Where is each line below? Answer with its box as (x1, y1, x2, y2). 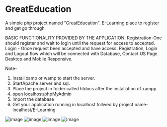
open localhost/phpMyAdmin (12, 91, 72, 97)
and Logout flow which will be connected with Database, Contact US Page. (5, 51, 159, 57)
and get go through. (5, 25, 46, 31)
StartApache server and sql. (12, 80, 70, 86)
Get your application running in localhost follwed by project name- (12, 101, 148, 107)
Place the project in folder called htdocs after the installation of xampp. (12, 85, 158, 91)
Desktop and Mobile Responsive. (5, 56, 73, 62)
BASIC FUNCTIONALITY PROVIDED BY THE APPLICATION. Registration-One (5, 35, 162, 41)
